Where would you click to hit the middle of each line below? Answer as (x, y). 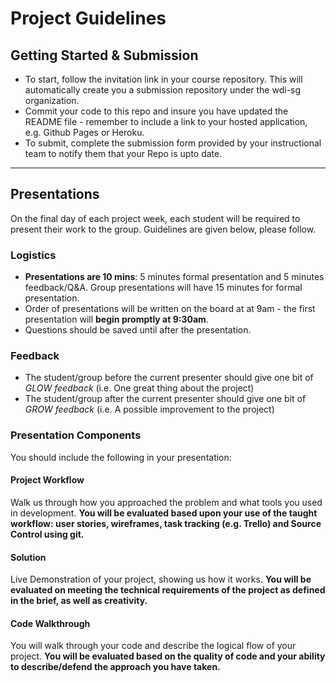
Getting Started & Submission (104, 55)
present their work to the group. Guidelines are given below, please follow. (163, 229)
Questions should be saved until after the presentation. (138, 330)
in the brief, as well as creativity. (79, 601)
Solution (28, 557)
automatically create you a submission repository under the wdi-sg (163, 90)
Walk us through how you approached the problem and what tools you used (166, 502)
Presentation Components (76, 435)
